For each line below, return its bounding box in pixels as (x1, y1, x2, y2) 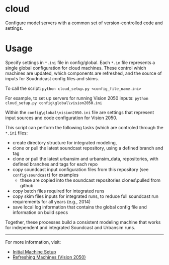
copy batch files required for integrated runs (12, 188, 105, 194)
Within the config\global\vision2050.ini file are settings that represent (5, 109, 154, 115)
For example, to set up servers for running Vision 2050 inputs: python (5, 95, 148, 101)
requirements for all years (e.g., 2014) (12, 198, 91, 204)
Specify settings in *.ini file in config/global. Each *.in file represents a (5, 59, 155, 66)
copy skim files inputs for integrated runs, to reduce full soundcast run (12, 193, 159, 199)
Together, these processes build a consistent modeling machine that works (5, 219, 161, 225)
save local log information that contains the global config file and (12, 204, 147, 210)
